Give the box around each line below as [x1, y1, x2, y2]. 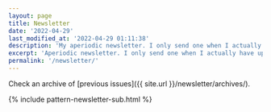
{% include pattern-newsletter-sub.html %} [8, 94, 152, 104]
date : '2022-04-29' [8, 27, 74, 35]
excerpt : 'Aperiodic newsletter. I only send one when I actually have [8, 49, 254, 57]
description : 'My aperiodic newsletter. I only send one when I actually [8, 42, 262, 50]
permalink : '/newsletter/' [8, 57, 99, 65]
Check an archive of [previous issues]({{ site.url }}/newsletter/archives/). [8, 78, 251, 89]
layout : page [8, 11, 52, 20]
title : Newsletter [8, 19, 70, 27]
